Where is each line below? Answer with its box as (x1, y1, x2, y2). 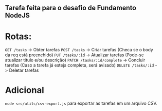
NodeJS (5, 12, 30, 20)
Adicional (5, 84, 45, 95)
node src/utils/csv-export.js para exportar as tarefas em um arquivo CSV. (5, 100, 158, 106)
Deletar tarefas (9, 67, 39, 73)
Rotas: (5, 31, 32, 42)
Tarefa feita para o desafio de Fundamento (5, 4, 137, 12)
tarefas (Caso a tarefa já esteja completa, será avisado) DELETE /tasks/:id (5, 63, 154, 68)
